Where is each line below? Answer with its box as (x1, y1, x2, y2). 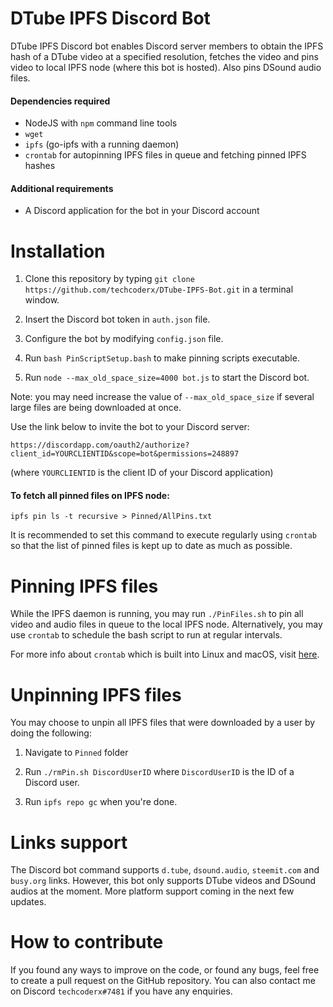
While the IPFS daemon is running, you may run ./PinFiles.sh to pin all (10, 608, 304, 620)
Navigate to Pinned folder (24, 747, 129, 759)
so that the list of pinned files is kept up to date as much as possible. (10, 540, 293, 552)
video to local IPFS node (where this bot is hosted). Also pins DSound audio (10, 61, 322, 73)
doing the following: (10, 727, 92, 739)
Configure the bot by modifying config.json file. (24, 333, 224, 345)
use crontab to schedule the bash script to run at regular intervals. (10, 629, 283, 641)
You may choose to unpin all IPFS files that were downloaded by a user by (10, 717, 316, 729)
